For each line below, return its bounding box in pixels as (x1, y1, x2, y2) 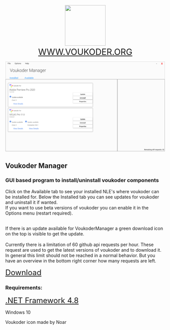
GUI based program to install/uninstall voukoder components (5, 177, 159, 184)
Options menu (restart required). (5, 210, 73, 216)
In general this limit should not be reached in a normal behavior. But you (5, 252, 156, 258)
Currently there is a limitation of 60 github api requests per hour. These (5, 242, 154, 248)
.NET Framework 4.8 (5, 295, 79, 305)
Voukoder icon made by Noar (5, 319, 67, 325)
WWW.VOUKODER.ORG (38, 46, 133, 57)
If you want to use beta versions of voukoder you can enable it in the (5, 204, 149, 211)
